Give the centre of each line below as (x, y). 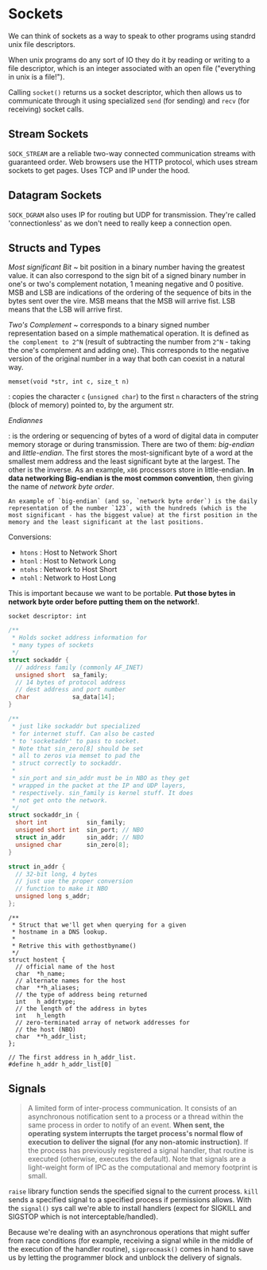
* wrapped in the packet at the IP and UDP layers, (99, 786)
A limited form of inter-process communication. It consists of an (132, 1107)
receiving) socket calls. (46, 109)
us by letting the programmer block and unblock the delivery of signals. (125, 1257)
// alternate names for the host (71, 981)
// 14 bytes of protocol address (71, 682)
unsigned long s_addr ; (53, 896)
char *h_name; (41, 974)
